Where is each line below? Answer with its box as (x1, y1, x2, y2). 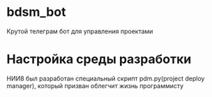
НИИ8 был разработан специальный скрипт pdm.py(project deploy (6, 74, 205, 82)
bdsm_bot (6, 4, 66, 20)
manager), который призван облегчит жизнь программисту (6, 81, 184, 90)
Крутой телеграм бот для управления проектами (6, 27, 153, 35)
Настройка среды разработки (6, 51, 192, 67)
